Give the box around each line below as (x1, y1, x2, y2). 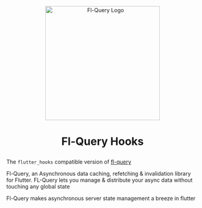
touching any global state (6, 183, 70, 190)
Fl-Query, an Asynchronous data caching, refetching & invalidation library (6, 170, 191, 178)
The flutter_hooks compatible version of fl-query (6, 158, 132, 165)
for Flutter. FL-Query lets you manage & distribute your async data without (6, 176, 193, 184)
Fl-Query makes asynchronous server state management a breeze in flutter (6, 195, 196, 202)
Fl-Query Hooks (61, 134, 144, 148)
